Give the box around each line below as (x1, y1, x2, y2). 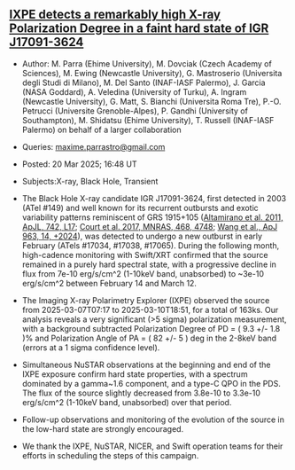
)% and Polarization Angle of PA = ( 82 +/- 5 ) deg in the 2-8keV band (21, 333, 277, 343)
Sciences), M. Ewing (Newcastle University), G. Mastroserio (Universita (21, 67, 283, 78)
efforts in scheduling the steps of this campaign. (21, 450, 199, 460)
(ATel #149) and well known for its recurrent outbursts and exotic (21, 202, 259, 213)
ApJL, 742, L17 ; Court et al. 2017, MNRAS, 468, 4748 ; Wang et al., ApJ (21, 221, 277, 231)
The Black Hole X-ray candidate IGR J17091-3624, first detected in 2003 (21, 192, 286, 203)
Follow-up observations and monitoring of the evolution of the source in (21, 414, 285, 425)
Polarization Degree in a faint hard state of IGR (9, 21, 269, 36)
